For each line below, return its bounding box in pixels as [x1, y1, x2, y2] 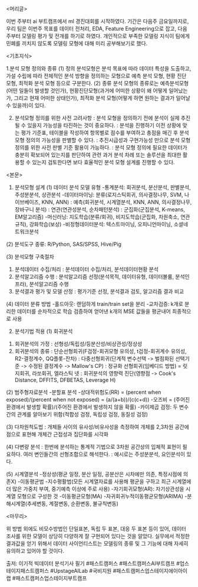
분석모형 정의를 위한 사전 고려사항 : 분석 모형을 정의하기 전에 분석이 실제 [14, 115, 180, 121]
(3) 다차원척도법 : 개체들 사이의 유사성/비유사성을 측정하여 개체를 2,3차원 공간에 [6, 423, 190, 430]
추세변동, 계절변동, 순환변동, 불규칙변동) [27, 500, 119, 507]
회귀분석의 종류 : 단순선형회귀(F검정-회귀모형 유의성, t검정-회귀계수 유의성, [14, 348, 187, 354]
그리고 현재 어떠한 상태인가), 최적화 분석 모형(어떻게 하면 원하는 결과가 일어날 [14, 94, 190, 102]
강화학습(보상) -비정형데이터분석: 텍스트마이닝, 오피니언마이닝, [29, 221, 173, 227]
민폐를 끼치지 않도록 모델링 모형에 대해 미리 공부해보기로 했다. [6, 40, 148, 47]
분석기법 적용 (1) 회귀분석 [14, 328, 73, 335]
